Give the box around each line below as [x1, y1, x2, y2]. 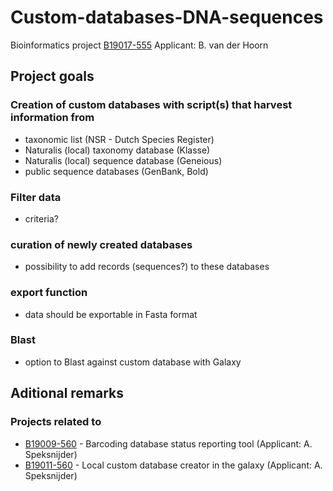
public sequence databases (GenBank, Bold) [24, 165, 209, 177]
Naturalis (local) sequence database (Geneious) [24, 154, 223, 166]
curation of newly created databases [10, 237, 193, 251]
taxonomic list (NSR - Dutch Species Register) [24, 133, 215, 145]
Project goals [10, 68, 95, 85]
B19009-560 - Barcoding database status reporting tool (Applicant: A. [24, 437, 313, 450]
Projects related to [10, 415, 102, 429]
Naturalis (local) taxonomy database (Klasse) [24, 144, 211, 156]
